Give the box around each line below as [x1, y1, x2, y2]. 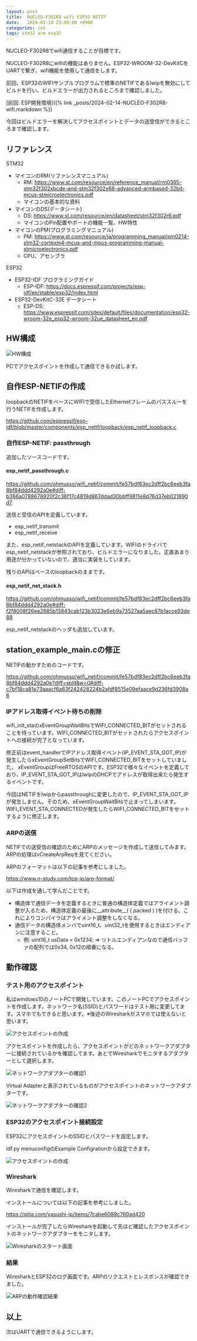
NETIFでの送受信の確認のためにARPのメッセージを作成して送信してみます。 [6, 843, 189, 850]
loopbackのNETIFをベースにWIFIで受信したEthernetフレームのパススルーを [6, 398, 188, 405]
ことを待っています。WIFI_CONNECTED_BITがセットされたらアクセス [6, 729, 174, 736]
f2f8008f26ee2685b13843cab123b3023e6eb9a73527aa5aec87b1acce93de [6, 607, 190, 615]
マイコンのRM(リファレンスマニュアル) [14, 172, 108, 179]
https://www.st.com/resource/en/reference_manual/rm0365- [34, 178, 182, 185]
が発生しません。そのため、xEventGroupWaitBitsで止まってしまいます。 [6, 798, 179, 805]
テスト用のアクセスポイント [6, 981, 84, 989]
